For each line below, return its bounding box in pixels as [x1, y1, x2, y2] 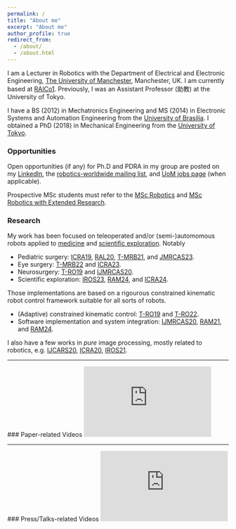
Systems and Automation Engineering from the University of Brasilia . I [7, 113, 209, 122]
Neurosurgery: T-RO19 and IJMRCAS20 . [17, 268, 134, 276]
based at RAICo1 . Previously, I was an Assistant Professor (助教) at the [7, 84, 211, 93]
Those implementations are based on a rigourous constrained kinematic [7, 289, 216, 298]
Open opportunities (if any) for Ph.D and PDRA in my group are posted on [7, 162, 220, 171]
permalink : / [7, 10, 46, 18]
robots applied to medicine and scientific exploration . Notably [7, 239, 185, 248]
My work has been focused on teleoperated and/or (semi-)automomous [7, 231, 216, 240]
